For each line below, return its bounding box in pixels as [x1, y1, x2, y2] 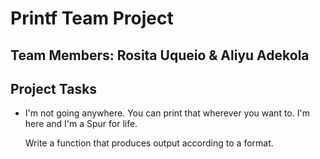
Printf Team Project [10, 7, 174, 30]
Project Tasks [10, 80, 98, 97]
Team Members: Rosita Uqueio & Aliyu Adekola [10, 47, 310, 64]
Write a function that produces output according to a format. [24, 137, 274, 149]
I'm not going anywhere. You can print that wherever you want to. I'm [24, 107, 310, 119]
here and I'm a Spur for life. [24, 118, 138, 130]
